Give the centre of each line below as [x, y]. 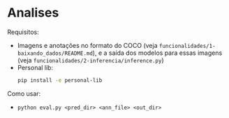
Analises [33, 13]
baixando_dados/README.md [55, 53]
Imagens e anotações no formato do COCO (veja [88, 45]
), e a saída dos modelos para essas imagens [157, 53]
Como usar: [24, 93]
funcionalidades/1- [187, 46]
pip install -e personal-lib [60, 80]
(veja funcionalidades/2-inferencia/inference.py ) [90, 60]
